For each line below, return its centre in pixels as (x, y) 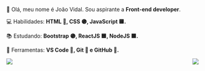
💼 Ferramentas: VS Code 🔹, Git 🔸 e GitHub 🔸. (63, 50)
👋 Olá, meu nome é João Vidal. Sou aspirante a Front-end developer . (94, 9)
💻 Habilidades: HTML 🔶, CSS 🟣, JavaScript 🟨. (66, 22)
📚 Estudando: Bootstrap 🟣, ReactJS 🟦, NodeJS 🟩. (72, 36)
